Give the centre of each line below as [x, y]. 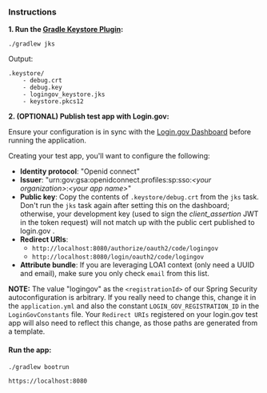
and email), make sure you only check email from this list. [115, 274]
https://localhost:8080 [48, 381]
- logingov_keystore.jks [64, 94]
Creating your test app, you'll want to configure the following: [109, 156]
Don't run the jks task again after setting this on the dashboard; [125, 206]
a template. [27, 331]
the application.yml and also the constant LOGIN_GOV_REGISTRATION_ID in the [134, 306]
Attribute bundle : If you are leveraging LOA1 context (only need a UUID [137, 265]
